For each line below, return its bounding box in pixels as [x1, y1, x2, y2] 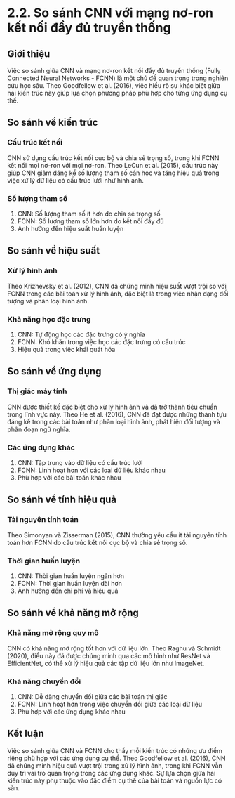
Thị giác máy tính [7, 386, 67, 396]
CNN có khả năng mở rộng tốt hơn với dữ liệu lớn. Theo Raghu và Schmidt [7, 644, 221, 653]
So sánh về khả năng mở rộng [7, 607, 139, 619]
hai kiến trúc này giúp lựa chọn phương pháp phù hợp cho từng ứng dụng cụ [7, 89, 228, 97]
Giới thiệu [7, 48, 51, 60]
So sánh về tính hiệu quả [7, 494, 117, 506]
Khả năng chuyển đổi [7, 676, 81, 686]
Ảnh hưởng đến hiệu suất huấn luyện [17, 224, 124, 233]
